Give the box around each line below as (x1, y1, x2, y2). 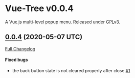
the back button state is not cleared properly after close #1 (12, 67, 131, 73)
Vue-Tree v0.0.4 (5, 3, 74, 14)
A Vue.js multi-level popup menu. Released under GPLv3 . (5, 19, 121, 25)
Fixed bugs (5, 57, 28, 63)
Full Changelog (5, 46, 36, 51)
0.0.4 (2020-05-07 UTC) (5, 33, 83, 41)
